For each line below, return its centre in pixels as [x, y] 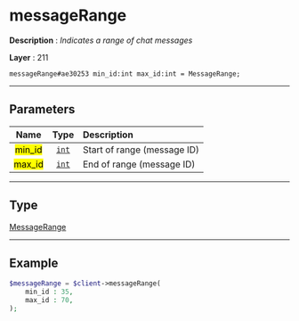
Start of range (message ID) [141, 150]
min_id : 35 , [49, 292]
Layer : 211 [29, 57]
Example [34, 263]
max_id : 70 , [49, 300]
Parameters [42, 109]
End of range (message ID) [139, 164]
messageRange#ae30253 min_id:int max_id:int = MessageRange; [125, 74]
